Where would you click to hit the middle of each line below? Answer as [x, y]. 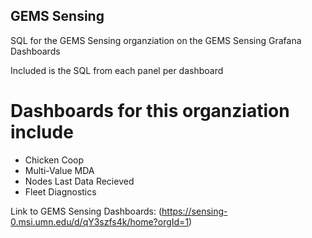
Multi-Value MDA [59, 170]
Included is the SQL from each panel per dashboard [117, 70]
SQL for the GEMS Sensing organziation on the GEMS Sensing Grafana [156, 40]
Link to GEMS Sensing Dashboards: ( [86, 211]
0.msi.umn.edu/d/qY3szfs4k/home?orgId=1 [100, 221]
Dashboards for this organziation [150, 111]
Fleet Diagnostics [60, 191]
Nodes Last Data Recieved [79, 181]
